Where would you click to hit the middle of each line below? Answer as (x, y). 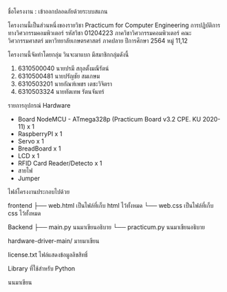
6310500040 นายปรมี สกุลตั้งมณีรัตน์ (63, 68)
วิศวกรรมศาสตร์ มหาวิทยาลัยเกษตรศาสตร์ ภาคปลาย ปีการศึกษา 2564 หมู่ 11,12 (98, 41)
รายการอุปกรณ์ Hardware (39, 105)
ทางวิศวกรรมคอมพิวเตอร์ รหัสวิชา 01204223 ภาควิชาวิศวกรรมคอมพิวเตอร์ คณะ (100, 33)
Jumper (29, 178)
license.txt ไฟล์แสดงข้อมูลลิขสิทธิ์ (48, 255)
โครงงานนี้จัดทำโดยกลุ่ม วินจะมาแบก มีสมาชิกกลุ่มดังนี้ (68, 55)
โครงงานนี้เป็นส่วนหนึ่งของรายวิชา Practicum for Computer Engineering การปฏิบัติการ (114, 25)
